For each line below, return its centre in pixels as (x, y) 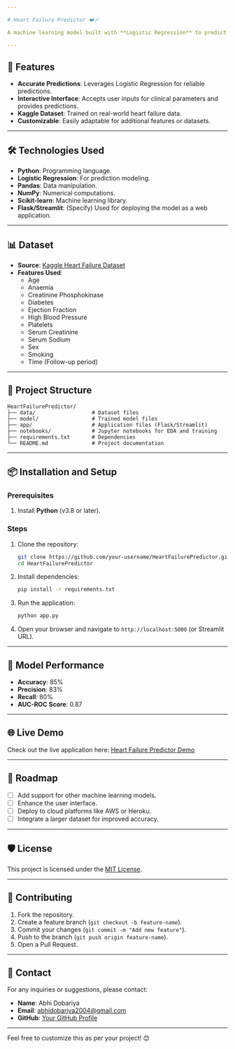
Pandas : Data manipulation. (57, 185)
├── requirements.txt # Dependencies (72, 437)
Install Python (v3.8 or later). (59, 511)
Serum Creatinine (53, 332)
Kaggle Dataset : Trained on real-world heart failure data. (99, 113)
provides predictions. (48, 106)
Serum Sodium (49, 339)
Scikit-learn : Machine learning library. (72, 201)
